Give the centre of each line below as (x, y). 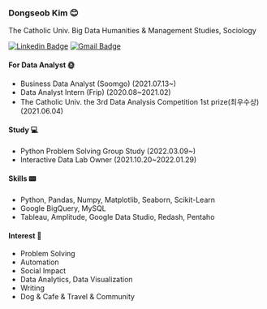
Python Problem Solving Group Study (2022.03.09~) (108, 151)
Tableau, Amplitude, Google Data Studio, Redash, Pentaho (117, 217)
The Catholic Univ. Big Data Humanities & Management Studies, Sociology (133, 31)
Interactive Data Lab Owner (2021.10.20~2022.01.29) (108, 159)
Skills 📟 (22, 178)
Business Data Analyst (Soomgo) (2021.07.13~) (98, 84)
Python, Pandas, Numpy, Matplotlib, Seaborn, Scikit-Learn (118, 200)
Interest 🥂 (25, 235)
